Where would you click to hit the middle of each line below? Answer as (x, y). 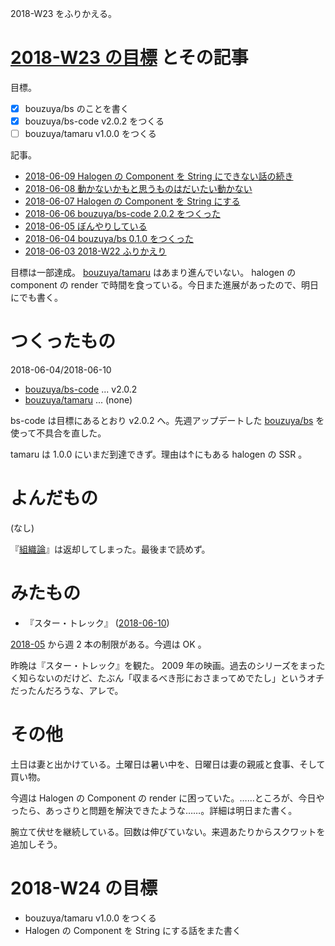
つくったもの (63, 341)
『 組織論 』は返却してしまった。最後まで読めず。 (110, 549)
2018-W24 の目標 (84, 888)
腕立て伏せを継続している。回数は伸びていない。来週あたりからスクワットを (168, 831)
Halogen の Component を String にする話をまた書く (133, 930)
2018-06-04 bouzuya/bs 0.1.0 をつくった (109, 239)
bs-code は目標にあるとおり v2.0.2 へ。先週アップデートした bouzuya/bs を (167, 421)
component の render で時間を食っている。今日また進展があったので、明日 (164, 285)
